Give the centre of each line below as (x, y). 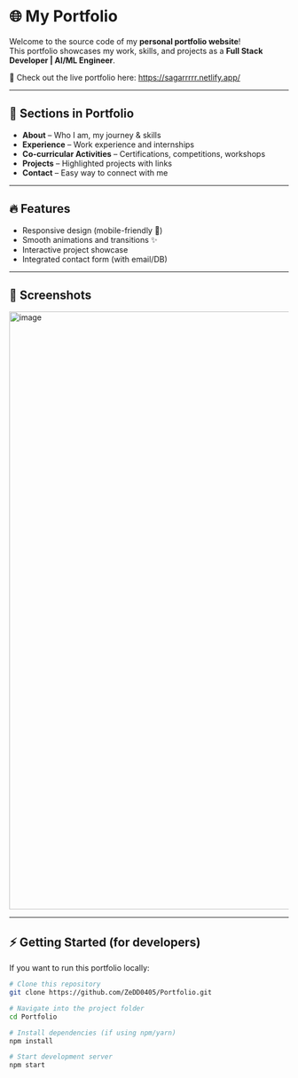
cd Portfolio (33, 1017)
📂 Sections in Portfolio (72, 114)
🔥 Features (40, 209)
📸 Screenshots (51, 295)
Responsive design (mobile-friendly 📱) (92, 230)
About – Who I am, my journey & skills (91, 135)
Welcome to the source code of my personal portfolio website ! (125, 41)
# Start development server (61, 1057)
